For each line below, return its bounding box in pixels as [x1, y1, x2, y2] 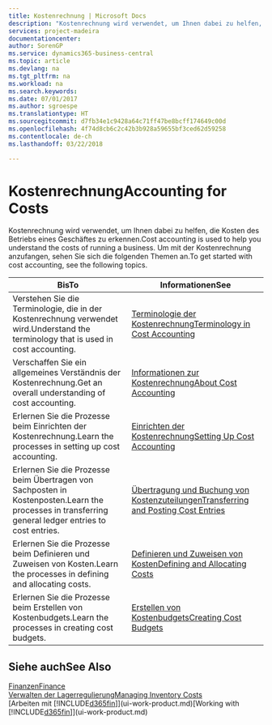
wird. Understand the [12, 323, 91, 335]
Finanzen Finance [8, 681, 66, 691]
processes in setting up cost [12, 441, 120, 452]
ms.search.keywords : [8, 87, 79, 96]
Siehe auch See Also [8, 659, 112, 673]
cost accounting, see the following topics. [8, 260, 148, 270]
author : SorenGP [8, 42, 63, 50]
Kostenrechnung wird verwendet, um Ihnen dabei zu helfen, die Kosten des [8, 226, 260, 236]
